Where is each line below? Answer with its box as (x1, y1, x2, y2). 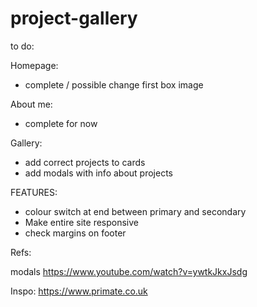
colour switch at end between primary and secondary (24, 205, 247, 217)
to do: (10, 40, 35, 52)
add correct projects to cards (24, 156, 146, 168)
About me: (10, 98, 53, 110)
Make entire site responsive (24, 216, 140, 228)
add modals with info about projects (24, 167, 173, 179)
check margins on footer (24, 227, 127, 239)
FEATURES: (10, 186, 58, 198)
